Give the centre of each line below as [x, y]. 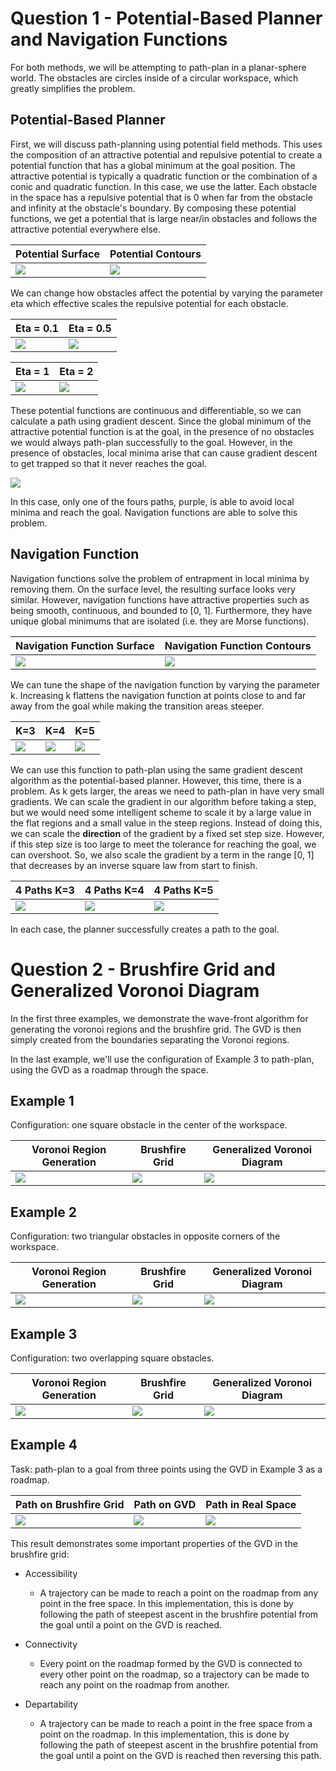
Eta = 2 [76, 371]
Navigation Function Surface [85, 645]
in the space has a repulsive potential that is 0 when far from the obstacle [161, 197]
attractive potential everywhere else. [85, 229]
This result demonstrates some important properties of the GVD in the [154, 1543]
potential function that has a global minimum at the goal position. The [153, 165]
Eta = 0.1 [37, 328]
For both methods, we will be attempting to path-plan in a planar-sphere [158, 67]
